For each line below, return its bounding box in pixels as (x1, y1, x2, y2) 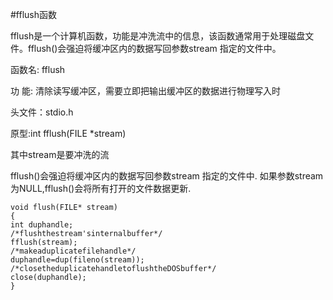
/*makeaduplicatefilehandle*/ (10, 246, 137, 256)
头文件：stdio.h (10, 106, 74, 118)
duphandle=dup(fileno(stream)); (10, 255, 145, 265)
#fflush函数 (10, 9, 58, 20)
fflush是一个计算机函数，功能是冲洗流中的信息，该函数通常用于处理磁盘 (10, 30, 306, 42)
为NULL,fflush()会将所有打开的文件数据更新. (10, 183, 192, 194)
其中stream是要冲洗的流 (10, 149, 110, 160)
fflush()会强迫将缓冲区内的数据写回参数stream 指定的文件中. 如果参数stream (10, 170, 324, 182)
